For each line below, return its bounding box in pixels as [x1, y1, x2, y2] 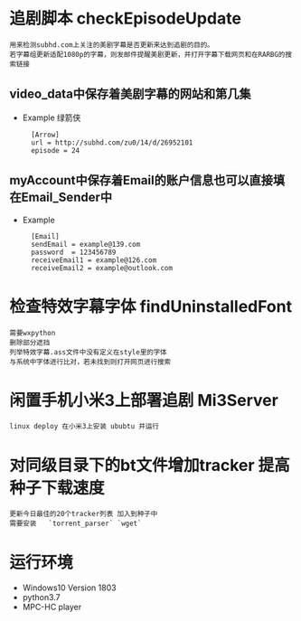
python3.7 [22, 592, 61, 603]
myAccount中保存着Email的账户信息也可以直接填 [9, 173, 286, 188]
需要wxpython [9, 328, 56, 337]
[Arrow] [31, 130, 61, 139]
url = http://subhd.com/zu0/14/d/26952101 [31, 137, 193, 147]
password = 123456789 [31, 248, 117, 257]
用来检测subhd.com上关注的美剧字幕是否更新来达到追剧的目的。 [9, 40, 214, 50]
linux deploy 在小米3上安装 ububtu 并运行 [9, 422, 160, 431]
